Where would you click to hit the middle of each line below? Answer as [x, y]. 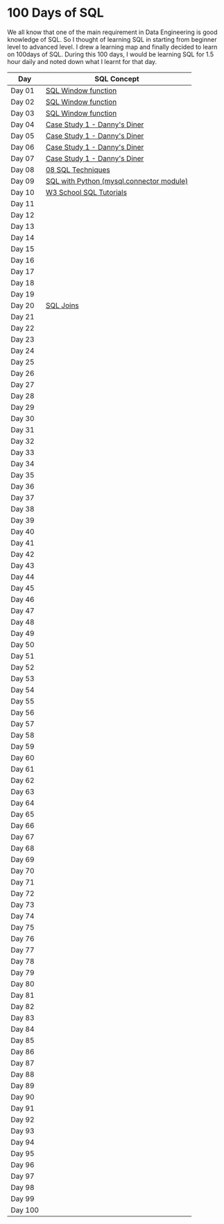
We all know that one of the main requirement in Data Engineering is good [112, 32]
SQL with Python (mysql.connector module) [117, 181]
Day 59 [23, 746]
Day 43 [23, 565]
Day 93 [23, 1131]
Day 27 [23, 384]
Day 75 [23, 927]
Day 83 [23, 1017]
